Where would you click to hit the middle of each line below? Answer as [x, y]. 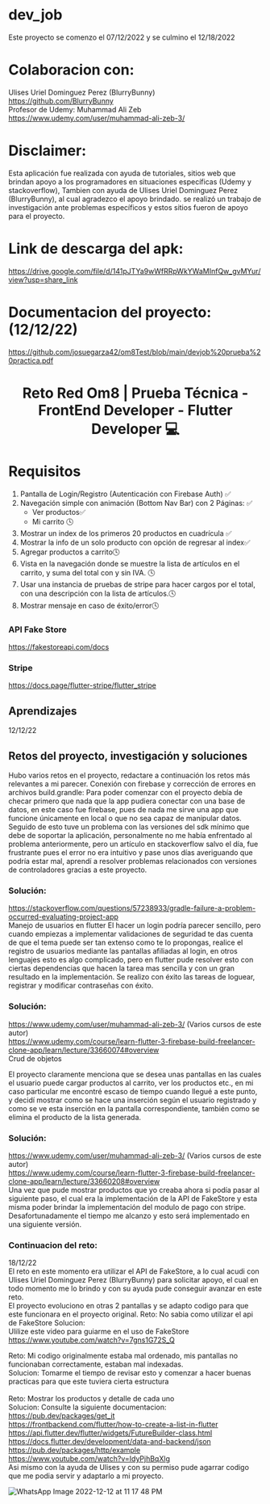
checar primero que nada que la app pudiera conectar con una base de [127, 801]
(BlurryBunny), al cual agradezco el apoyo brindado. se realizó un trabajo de [135, 199]
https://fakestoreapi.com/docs [59, 647]
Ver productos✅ [59, 512]
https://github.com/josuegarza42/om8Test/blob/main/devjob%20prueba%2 [135, 352]
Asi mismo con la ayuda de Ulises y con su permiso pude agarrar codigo [129, 1468]
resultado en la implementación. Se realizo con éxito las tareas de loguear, [132, 977]
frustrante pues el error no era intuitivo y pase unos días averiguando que [131, 853]
